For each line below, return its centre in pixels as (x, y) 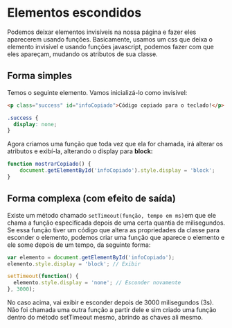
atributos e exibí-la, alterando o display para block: (80, 151)
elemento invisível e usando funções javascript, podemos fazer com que (111, 46)
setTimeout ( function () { (43, 276)
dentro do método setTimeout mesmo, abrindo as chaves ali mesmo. (105, 318)
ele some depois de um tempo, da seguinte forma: (79, 245)
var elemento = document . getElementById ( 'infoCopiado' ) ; (91, 257)
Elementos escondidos (74, 13)
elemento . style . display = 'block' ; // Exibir (74, 264)
